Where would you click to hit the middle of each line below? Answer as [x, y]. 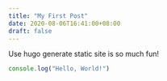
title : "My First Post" [48, 16]
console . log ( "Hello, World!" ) [59, 69]
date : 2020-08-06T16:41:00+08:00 [65, 23]
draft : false [30, 31]
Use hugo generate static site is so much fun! [84, 54]
